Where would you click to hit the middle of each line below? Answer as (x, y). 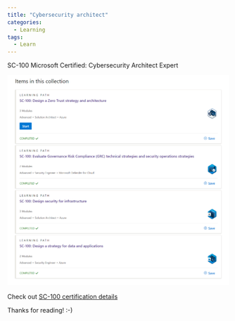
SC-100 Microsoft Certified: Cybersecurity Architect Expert (93, 65)
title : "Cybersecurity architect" (58, 15)
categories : (25, 22)
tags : (15, 37)
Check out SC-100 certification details (63, 296)
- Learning (30, 30)
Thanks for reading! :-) (40, 310)
